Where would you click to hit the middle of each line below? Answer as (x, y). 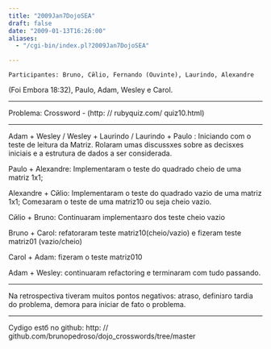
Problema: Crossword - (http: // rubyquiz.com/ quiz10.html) (106, 113)
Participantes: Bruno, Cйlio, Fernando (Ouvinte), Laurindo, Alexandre (131, 75)
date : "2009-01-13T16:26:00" (57, 31)
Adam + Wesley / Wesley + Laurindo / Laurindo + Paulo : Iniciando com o (130, 136)
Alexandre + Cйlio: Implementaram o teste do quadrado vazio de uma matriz (135, 193)
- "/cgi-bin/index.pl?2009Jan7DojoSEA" (83, 46)
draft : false (30, 23)
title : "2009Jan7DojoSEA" (52, 16)
